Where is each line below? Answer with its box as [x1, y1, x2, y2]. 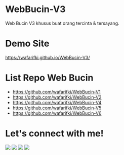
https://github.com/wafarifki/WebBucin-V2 [12, 94, 102, 100]
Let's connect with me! [5, 128, 104, 139]
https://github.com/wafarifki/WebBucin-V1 [12, 89, 101, 95]
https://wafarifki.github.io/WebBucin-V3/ [5, 54, 90, 60]
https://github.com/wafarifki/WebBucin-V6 [12, 110, 102, 116]
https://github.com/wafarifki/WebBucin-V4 [12, 99, 102, 105]
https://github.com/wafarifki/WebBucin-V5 [12, 105, 102, 111]
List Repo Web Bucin [5, 72, 94, 84]
